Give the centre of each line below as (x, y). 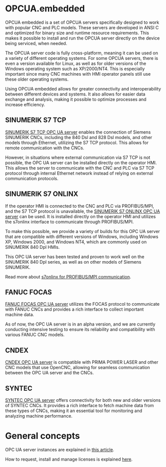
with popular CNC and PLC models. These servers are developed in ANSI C (82, 27)
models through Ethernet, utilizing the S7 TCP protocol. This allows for (77, 142)
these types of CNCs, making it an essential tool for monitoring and (74, 411)
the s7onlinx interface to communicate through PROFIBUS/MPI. (69, 222)
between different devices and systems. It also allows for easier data (75, 94)
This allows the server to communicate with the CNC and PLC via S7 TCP (80, 168)
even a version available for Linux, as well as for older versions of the (76, 63)
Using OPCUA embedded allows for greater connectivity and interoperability (83, 89)
